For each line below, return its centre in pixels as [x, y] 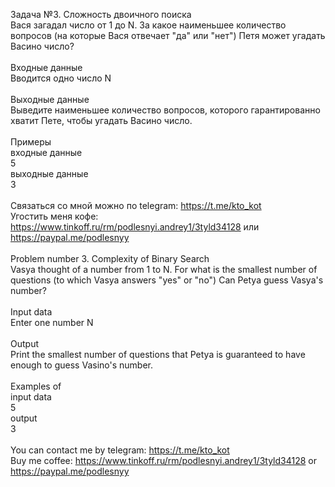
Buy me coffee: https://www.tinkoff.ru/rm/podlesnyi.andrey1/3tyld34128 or [163, 460]
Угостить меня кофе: [54, 216]
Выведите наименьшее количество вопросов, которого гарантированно [165, 110]
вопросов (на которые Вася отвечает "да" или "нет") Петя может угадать [168, 35]
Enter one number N [52, 322]
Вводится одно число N [61, 78]
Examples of [36, 386]
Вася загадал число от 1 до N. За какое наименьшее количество [148, 25]
